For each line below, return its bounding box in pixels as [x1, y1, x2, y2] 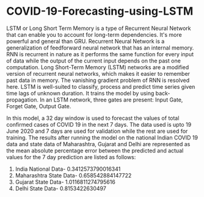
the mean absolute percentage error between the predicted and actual [6, 147, 184, 154]
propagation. [6, 96, 38, 103]
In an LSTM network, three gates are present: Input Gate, [39, 96, 183, 103]
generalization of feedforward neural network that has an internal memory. [6, 44, 194, 51]
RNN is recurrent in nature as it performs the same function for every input [6, 50, 194, 58]
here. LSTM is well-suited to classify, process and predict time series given [6, 83, 195, 90]
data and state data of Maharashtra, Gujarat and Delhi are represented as [6, 140, 191, 147]
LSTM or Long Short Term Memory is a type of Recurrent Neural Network [6, 24, 191, 32]
